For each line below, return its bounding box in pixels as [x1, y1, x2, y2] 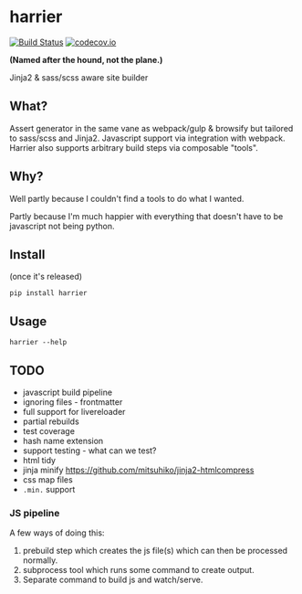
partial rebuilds [22, 416, 79, 427]
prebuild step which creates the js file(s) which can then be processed [22, 546, 288, 557]
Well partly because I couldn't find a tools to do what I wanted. [9, 193, 245, 204]
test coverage [22, 426, 76, 436]
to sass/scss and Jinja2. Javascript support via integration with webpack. [9, 133, 286, 143]
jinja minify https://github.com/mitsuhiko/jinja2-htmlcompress [22, 464, 255, 475]
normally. [22, 555, 58, 566]
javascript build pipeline [22, 387, 112, 398]
